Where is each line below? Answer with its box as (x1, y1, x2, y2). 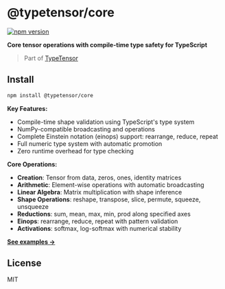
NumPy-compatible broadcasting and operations (16, 125, 156, 133)
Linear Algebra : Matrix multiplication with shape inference (16, 188, 182, 196)
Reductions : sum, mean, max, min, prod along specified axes (16, 210, 191, 218)
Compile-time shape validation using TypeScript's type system (16, 118, 195, 126)
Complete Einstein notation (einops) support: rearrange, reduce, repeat (16, 132, 218, 140)
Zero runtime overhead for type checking (16, 147, 134, 155)
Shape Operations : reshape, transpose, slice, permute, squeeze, (16, 195, 201, 203)
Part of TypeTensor (23, 53, 79, 62)
